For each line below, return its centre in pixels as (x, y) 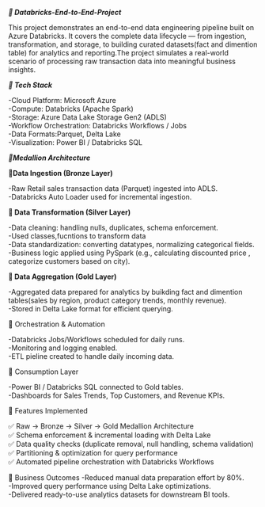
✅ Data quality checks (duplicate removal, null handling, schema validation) (131, 444)
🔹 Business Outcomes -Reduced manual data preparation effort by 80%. (127, 478)
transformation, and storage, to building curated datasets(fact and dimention (133, 44)
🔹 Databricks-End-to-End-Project (65, 12)
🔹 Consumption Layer (44, 372)
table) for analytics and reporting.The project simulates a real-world (119, 53)
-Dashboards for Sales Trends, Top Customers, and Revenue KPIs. (117, 395)
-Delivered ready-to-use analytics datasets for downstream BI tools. (119, 494)
